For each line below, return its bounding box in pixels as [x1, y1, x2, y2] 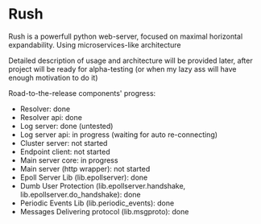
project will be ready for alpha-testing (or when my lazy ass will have [8, 64, 237, 73]
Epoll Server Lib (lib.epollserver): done [19, 172, 148, 182]
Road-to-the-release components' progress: [8, 88, 156, 97]
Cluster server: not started [19, 138, 108, 147]
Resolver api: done [19, 112, 83, 122]
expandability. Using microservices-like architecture [8, 39, 181, 49]
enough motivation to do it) [8, 73, 98, 82]
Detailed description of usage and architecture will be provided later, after [8, 56, 253, 65]
